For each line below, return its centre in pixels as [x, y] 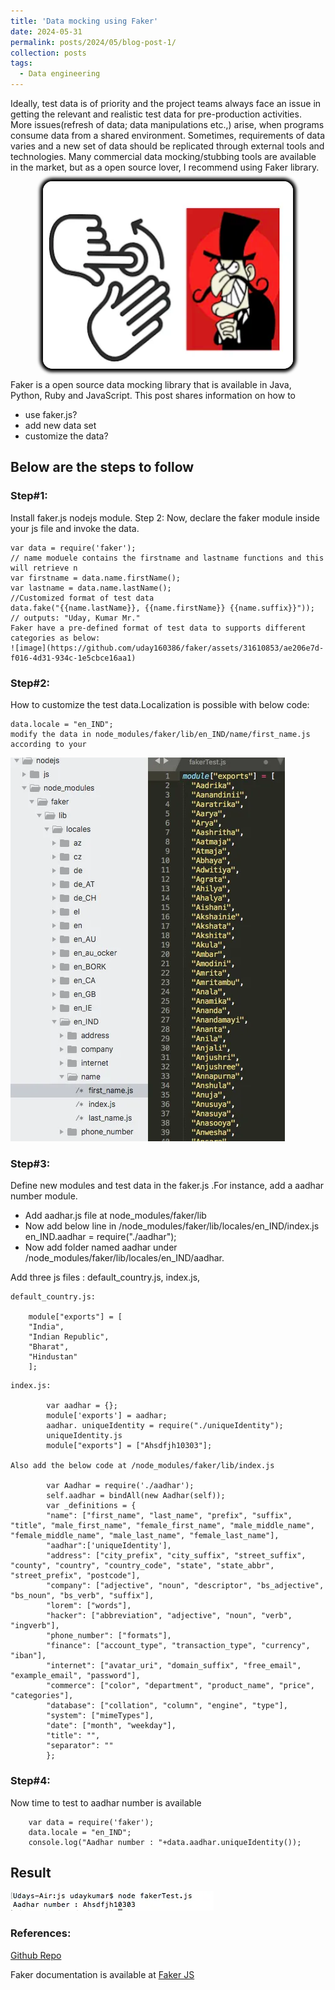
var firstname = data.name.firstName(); [96, 578]
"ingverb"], [35, 1626]
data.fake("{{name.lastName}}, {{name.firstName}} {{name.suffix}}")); [162, 608]
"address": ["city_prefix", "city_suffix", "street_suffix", [176, 1556]
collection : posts [48, 53]
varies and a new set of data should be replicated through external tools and [167, 146]
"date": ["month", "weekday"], [111, 1726]
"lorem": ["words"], [89, 1606]
